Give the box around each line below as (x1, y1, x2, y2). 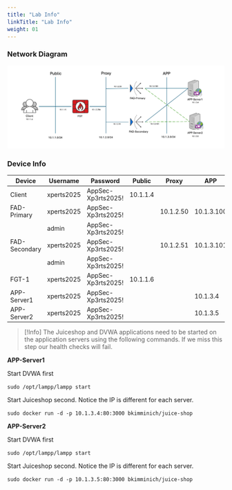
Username (48, 176, 79, 185)
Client (10, 190, 28, 198)
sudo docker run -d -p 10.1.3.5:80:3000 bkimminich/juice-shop (7, 476, 193, 483)
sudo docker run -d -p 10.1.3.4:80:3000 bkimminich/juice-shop (7, 410, 193, 417)
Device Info (7, 159, 46, 169)
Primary (10, 211, 33, 219)
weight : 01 (7, 26, 39, 32)
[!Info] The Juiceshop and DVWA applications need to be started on (23, 328, 217, 337)
